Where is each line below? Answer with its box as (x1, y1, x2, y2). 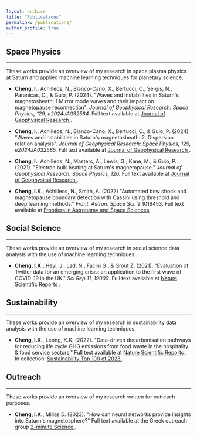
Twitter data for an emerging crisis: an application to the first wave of (14, 268, 182, 275)
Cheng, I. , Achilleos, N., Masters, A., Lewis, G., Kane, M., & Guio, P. (14, 158, 177, 165)
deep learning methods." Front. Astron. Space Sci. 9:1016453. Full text (14, 200, 184, 207)
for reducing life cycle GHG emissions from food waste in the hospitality (14, 342, 189, 349)
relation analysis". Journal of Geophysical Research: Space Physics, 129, (14, 140, 191, 147)
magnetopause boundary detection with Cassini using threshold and (14, 194, 180, 201)
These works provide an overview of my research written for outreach (6, 393, 175, 400)
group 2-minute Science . (14, 423, 77, 430)
